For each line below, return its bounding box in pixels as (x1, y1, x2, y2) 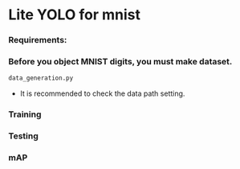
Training (8, 109, 42, 120)
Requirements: (8, 35, 67, 46)
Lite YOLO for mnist (8, 6, 141, 24)
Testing (8, 130, 39, 142)
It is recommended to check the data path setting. (19, 89, 185, 98)
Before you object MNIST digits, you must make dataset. (8, 56, 233, 68)
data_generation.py (8, 74, 74, 82)
